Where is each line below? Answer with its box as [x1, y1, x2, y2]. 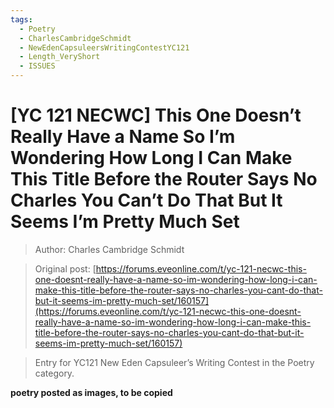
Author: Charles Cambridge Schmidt [34, 243, 185, 255]
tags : [10, 14, 33, 25]
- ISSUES [19, 61, 56, 71]
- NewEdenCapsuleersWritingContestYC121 [19, 42, 190, 53]
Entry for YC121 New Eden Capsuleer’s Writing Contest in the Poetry [34, 356, 315, 368]
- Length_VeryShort [19, 52, 101, 62]
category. [34, 367, 75, 379]
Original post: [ [34, 262, 97, 275]
